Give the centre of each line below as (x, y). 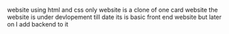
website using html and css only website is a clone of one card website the (112, 10)
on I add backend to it (38, 24)
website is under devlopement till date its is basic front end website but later (114, 17)
